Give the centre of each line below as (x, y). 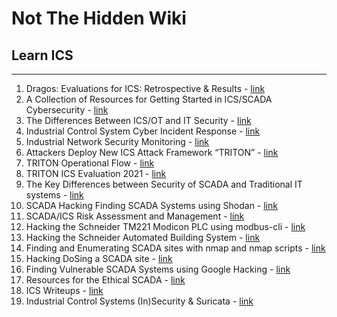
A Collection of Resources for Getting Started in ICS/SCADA (149, 99)
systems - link (54, 195)
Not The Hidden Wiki (99, 18)
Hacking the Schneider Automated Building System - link (143, 237)
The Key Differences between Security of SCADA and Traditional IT (164, 184)
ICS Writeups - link (64, 290)
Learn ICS (42, 55)
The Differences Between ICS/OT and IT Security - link (138, 120)
